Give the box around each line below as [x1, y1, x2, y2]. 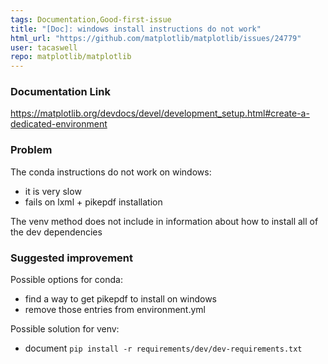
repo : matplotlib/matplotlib [10, 52, 132, 62]
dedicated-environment [10, 118, 108, 130]
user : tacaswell [10, 42, 78, 53]
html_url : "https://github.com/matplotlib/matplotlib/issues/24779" [10, 33, 302, 43]
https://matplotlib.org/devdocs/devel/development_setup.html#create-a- [10, 107, 310, 120]
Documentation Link [10, 85, 111, 99]
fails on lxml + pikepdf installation [24, 196, 163, 208]
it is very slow [24, 185, 82, 197]
